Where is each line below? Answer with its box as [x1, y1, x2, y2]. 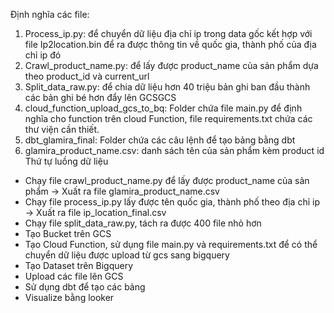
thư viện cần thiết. [24, 124, 100, 135]
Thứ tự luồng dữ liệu [24, 155, 109, 167]
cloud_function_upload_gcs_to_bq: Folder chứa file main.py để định [24, 102, 303, 114]
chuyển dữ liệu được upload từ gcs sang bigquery [24, 249, 230, 261]
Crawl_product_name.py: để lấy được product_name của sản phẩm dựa [24, 60, 319, 71]
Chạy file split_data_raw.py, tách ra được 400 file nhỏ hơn [24, 217, 262, 229]
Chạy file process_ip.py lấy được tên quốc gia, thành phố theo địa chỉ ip [24, 196, 320, 208]
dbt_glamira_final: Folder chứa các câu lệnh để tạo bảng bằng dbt [24, 134, 296, 146]
